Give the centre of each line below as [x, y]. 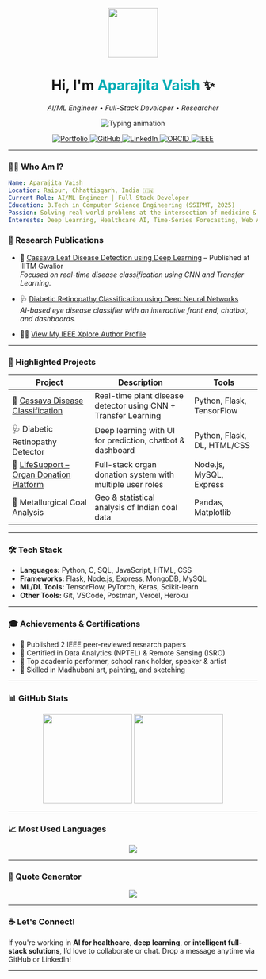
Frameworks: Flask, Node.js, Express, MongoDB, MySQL [113, 578]
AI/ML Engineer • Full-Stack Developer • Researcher [133, 108]
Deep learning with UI [135, 430]
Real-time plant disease [139, 396]
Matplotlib [213, 513]
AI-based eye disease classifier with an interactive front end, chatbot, [134, 310]
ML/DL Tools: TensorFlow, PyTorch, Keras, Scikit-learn [109, 587]
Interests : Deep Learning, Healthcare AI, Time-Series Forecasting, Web [131, 220]
